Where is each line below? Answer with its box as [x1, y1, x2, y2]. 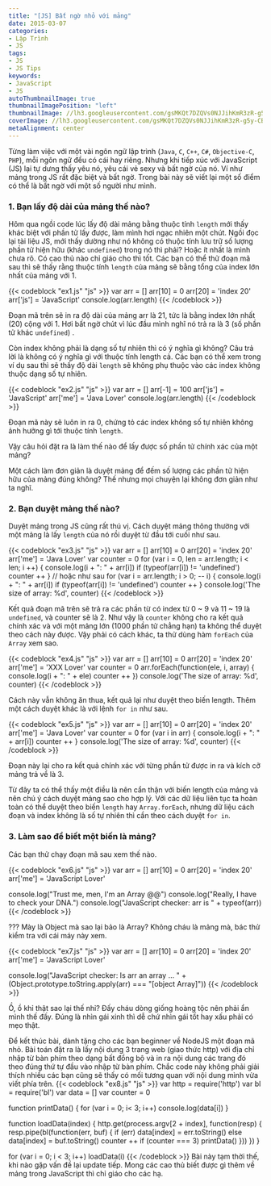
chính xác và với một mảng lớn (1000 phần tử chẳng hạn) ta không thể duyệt [8, 621, 262, 631]
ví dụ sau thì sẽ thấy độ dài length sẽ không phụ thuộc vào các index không [8, 361, 261, 370]
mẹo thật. [8, 1020, 40, 1029]
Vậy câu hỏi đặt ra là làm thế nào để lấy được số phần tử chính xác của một [8, 441, 258, 452]
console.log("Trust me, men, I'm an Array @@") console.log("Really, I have [8, 889, 256, 899]
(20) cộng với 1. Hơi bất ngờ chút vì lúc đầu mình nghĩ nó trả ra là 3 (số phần [8, 319, 261, 329]
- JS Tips [8, 65, 42, 73]
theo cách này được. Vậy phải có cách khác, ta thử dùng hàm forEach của [8, 630, 254, 640]
